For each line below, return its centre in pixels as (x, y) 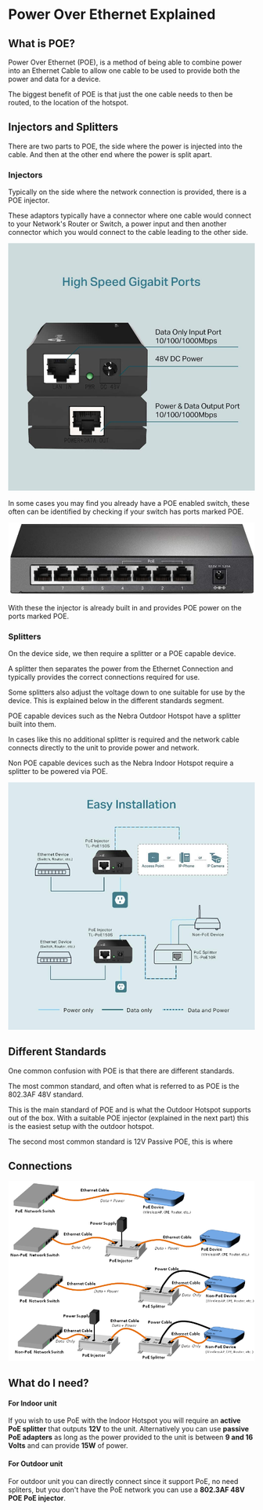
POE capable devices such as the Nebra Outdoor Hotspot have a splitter (124, 716)
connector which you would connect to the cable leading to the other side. (128, 233)
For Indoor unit (32, 1403)
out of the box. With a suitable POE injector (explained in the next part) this (128, 1118)
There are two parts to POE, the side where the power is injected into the (125, 146)
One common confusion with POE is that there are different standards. (121, 1071)
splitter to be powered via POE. (58, 771)
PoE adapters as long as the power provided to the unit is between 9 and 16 (131, 1437)
